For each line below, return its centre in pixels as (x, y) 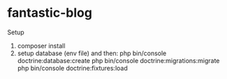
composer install (41, 45)
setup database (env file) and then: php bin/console (92, 53)
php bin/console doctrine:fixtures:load (72, 68)
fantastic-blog (50, 13)
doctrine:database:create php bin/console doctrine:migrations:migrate (118, 60)
